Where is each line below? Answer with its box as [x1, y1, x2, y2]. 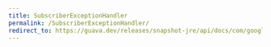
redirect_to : [8, 26, 52, 34]
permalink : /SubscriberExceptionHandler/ [8, 19, 150, 27]
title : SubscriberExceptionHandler [8, 11, 128, 20]
